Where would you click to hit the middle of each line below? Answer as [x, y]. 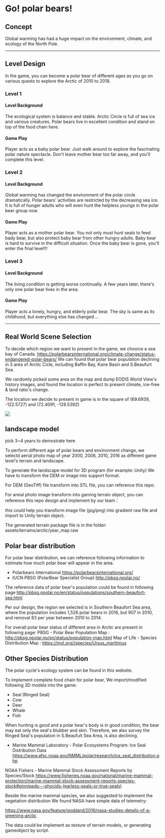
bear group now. [22, 211]
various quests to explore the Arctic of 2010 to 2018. [58, 81]
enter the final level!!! [26, 249]
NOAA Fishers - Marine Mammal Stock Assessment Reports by [69, 771]
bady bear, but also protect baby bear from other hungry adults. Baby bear [81, 238]
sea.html [14, 598]
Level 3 [14, 261]
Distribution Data [29, 750]
